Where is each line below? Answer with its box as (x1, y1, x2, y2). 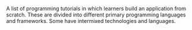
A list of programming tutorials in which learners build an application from (6, 5, 186, 12)
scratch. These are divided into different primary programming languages (6, 11, 186, 18)
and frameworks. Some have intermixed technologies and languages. (6, 18, 176, 24)
